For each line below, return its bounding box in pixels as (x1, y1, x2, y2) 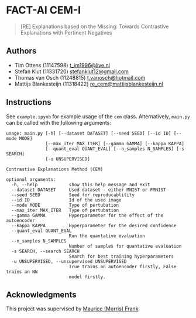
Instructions (6, 97, 51, 107)
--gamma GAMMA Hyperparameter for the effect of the (11, 212, 164, 218)
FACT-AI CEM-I (6, 4, 81, 17)
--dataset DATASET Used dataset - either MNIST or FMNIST (11, 187, 166, 193)
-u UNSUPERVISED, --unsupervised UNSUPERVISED (11, 258, 127, 264)
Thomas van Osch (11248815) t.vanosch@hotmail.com (14, 74, 146, 81)
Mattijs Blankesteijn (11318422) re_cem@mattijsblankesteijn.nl (14, 80, 163, 87)
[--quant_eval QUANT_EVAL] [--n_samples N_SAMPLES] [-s (45, 146, 184, 152)
